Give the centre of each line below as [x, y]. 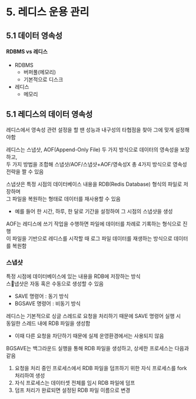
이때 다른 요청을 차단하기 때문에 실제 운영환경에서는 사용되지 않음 [89, 336]
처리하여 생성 [30, 375]
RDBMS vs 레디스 [27, 52]
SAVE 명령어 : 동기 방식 [41, 296]
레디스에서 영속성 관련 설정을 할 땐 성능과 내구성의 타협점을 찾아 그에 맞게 [90, 129]
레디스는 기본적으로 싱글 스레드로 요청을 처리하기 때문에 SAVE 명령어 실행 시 [94, 316]
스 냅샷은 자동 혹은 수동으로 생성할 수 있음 [55, 283]
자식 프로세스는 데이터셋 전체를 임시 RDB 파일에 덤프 [75, 383]
